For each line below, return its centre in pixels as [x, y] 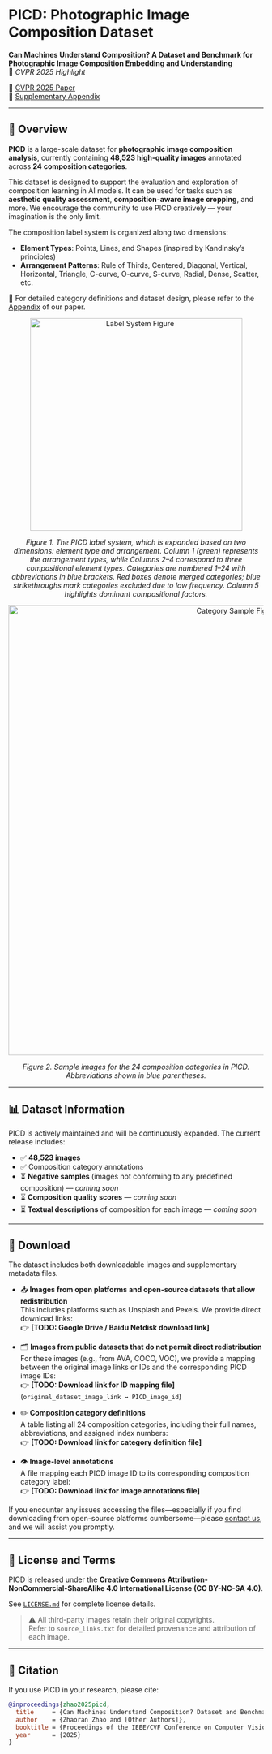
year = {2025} [49, 1735]
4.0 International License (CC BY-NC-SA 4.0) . [185, 1588]
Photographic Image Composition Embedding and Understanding [121, 63]
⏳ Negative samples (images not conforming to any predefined [126, 1176]
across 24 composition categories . [68, 166]
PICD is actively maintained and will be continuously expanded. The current [134, 1133]
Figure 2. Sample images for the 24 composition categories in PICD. [136, 1067]
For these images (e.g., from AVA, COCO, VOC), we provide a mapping [138, 1359]
